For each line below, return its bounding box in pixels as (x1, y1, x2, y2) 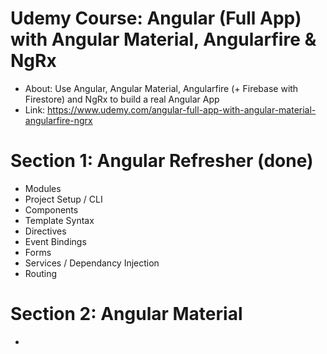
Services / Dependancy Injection (24, 257, 160, 269)
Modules (24, 182, 62, 194)
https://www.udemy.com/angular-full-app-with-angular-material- (47, 103, 317, 116)
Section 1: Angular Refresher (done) (10, 150, 314, 172)
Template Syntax (24, 214, 95, 226)
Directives (24, 225, 67, 237)
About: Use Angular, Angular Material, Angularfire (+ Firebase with (24, 82, 299, 94)
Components (24, 203, 79, 216)
